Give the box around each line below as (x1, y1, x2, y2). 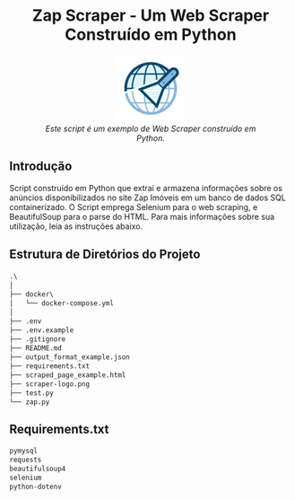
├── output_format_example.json (9, 352, 130, 362)
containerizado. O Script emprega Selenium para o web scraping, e (9, 201, 258, 212)
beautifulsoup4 (9, 464, 66, 474)
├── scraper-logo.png (9, 379, 91, 389)
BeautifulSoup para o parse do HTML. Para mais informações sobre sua (9, 211, 275, 222)
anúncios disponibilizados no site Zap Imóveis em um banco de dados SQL (9, 192, 287, 203)
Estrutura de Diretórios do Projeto (9, 247, 201, 262)
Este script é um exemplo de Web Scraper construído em (45, 123, 256, 134)
